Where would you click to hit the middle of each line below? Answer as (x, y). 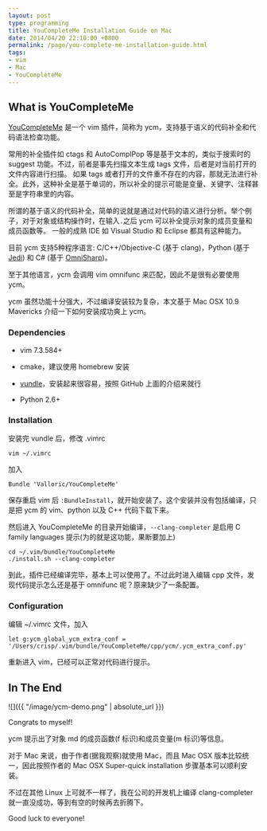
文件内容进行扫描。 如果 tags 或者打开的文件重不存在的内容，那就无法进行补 (133, 174)
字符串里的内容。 (50, 194)
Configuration (36, 606)
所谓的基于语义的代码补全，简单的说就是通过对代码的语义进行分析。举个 (126, 211)
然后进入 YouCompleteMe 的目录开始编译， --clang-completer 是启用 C (124, 527)
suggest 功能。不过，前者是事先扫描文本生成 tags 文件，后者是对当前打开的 (132, 164)
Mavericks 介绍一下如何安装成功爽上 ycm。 (79, 312)
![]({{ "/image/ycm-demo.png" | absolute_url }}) (86, 707)
